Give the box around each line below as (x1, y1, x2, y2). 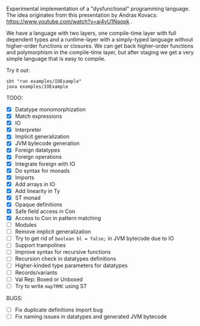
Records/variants (14, 269, 58, 276)
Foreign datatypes (14, 147, 61, 154)
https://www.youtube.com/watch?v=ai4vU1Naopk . (6, 18, 133, 25)
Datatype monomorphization (14, 106, 86, 113)
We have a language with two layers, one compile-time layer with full (6, 29, 177, 37)
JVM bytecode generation (14, 140, 80, 147)
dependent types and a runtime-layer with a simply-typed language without (6, 36, 193, 43)
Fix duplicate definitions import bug (14, 306, 103, 313)
